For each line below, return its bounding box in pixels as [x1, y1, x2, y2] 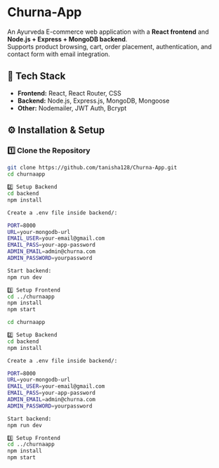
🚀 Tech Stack [7, 70, 66, 82]
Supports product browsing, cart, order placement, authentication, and [7, 42, 212, 51]
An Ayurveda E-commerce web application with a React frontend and [7, 27, 209, 36]
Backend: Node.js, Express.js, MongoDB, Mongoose [17, 96, 170, 105]
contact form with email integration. [7, 50, 110, 58]
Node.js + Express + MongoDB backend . [7, 34, 128, 43]
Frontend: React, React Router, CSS [17, 89, 121, 97]
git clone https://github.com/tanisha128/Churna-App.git [7, 164, 178, 171]
